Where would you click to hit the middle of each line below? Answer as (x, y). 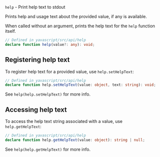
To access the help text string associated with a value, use (64, 121)
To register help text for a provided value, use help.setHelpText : (70, 71)
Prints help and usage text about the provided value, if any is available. (76, 16)
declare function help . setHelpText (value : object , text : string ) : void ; (80, 85)
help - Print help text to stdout (35, 7)
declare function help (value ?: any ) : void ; (50, 44)
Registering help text (37, 60)
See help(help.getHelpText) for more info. (48, 149)
